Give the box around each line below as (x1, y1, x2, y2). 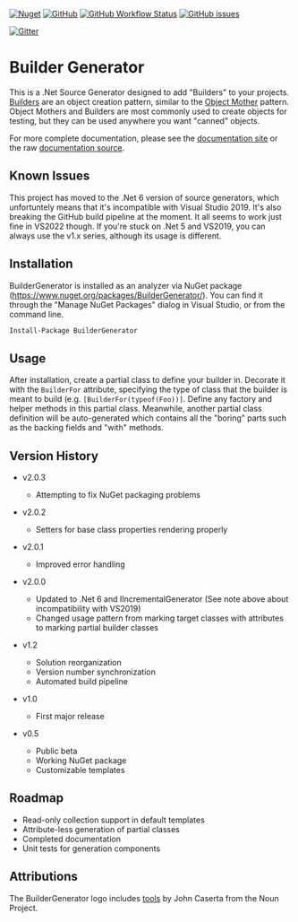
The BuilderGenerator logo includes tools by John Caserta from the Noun (9, 892, 279, 903)
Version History (9, 448, 98, 464)
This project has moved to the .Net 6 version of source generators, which (9, 192, 280, 203)
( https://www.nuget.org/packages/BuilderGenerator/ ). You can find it (9, 290, 264, 300)
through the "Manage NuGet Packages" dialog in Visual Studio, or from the (9, 299, 285, 309)
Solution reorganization (35, 657, 123, 668)
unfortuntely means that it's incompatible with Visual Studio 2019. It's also (9, 202, 282, 213)
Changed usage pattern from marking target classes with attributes (35, 613, 285, 623)
